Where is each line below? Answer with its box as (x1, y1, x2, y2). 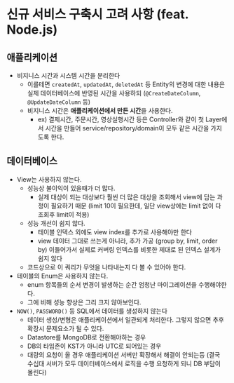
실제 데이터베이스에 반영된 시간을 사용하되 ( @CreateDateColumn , (27, 89, 201, 97)
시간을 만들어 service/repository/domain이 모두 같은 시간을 (45, 124, 209, 132)
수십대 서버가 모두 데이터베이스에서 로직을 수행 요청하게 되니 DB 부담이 (27, 359, 221, 368)
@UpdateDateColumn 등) (27, 98, 91, 106)
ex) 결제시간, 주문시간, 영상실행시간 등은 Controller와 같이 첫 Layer (37, 115, 222, 123)
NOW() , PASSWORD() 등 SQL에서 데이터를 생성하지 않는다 (16, 307, 167, 315)
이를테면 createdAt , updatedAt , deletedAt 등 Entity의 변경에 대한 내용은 (27, 80, 226, 88)
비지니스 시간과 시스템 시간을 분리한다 (16, 72, 121, 79)
